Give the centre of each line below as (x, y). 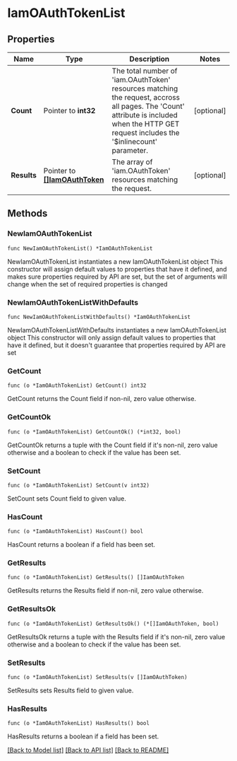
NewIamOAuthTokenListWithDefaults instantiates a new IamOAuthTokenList (117, 330)
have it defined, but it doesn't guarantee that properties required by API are (116, 345)
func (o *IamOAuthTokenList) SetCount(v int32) (79, 485)
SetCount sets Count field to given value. (67, 498)
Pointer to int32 (69, 111)
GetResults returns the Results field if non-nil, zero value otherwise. (105, 591)
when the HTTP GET (146, 124)
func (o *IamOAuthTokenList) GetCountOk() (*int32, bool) (94, 432)
